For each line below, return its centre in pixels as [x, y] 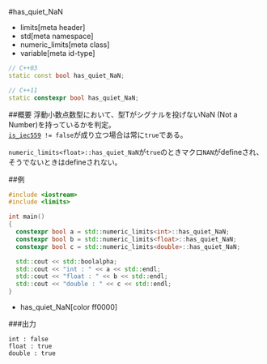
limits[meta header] [53, 27]
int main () [27, 217]
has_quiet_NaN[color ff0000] [69, 307]
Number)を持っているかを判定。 [62, 124]
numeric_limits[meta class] [65, 45]
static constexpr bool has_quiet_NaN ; [74, 98]
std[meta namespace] [57, 36]
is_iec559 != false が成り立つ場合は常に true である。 [98, 135]
